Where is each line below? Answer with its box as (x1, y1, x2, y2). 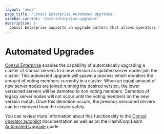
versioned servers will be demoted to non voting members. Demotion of (5, 88, 150, 94)
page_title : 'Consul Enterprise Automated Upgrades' (5, 12, 115, 17)
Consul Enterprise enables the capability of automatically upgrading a (5, 62, 145, 68)
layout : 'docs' (5, 7, 36, 12)
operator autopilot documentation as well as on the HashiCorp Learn (5, 118, 143, 124)
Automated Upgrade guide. (5, 124, 60, 130)
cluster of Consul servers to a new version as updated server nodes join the (5, 68, 158, 74)
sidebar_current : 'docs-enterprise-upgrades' (5, 16, 99, 21)
